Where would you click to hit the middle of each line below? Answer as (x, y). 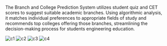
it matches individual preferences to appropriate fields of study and (76, 18)
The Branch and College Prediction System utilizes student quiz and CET (81, 7)
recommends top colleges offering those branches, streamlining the (76, 23)
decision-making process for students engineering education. (70, 29)
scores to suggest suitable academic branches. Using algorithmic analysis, (84, 13)
